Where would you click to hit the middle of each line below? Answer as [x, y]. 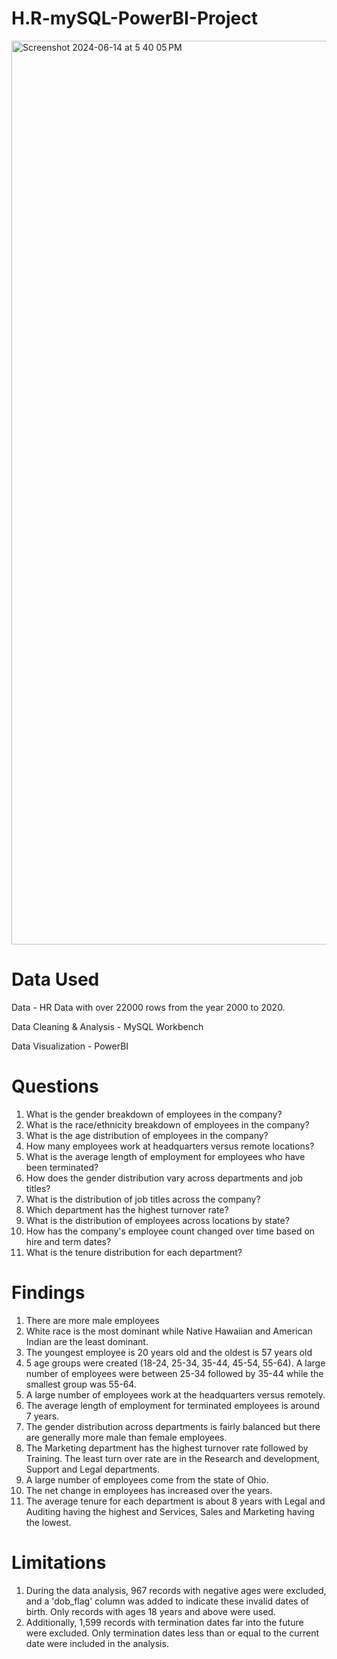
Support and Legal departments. [93, 1469]
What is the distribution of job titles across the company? [143, 1199]
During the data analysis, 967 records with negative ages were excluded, [176, 1590]
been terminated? [62, 1167]
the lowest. [48, 1522]
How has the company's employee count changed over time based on [170, 1231]
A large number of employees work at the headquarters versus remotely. [175, 1394]
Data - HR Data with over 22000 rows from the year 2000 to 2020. [148, 1007]
